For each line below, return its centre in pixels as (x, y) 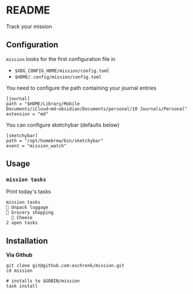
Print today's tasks (28, 192)
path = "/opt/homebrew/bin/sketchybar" (55, 141)
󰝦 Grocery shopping (30, 213)
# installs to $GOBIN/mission (43, 281)
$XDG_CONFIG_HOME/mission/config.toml (62, 71)
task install (22, 286)
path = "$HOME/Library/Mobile (43, 104)
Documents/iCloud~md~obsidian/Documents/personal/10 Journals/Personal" (97, 109)
